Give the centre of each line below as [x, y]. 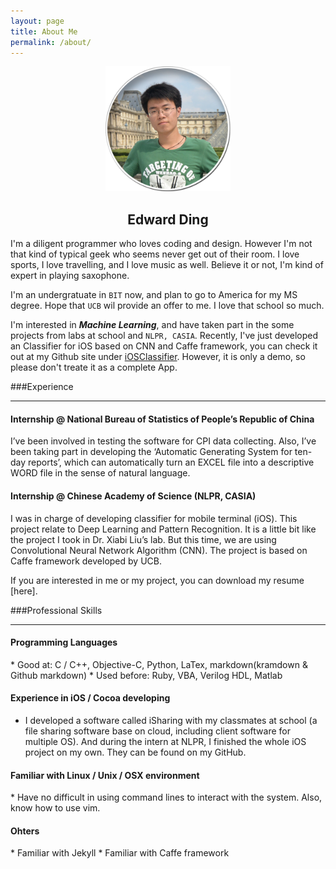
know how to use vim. [55, 808]
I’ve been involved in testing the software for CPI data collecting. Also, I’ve [163, 441]
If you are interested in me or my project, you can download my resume [157, 580]
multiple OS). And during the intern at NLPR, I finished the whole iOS [165, 741]
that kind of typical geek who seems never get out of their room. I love [155, 254]
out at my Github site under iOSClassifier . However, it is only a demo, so [158, 357]
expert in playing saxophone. [70, 276]
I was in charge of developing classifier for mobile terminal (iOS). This [154, 518]
